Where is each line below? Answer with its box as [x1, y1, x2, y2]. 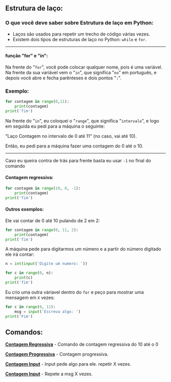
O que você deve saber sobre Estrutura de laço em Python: [5, 19, 154, 26]
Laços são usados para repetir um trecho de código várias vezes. [12, 31, 150, 37]
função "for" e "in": [5, 53, 48, 59]
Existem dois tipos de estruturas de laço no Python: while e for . [12, 36, 147, 42]
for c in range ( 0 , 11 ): [5, 304, 56, 309]
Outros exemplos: [5, 206, 44, 213]
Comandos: [5, 328, 43, 336]
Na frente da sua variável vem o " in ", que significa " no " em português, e [5, 69, 157, 75]
